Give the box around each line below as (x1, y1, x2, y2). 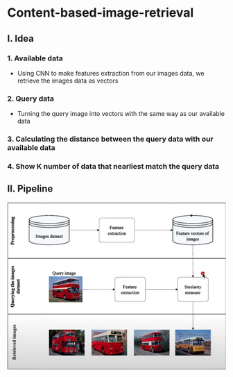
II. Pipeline (7, 183, 53, 195)
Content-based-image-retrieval (7, 5, 194, 21)
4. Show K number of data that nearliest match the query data (7, 162, 220, 171)
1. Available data (7, 53, 64, 63)
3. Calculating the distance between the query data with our (7, 134, 214, 144)
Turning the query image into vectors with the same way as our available (17, 110, 225, 118)
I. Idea (7, 33, 35, 44)
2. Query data (7, 94, 54, 103)
